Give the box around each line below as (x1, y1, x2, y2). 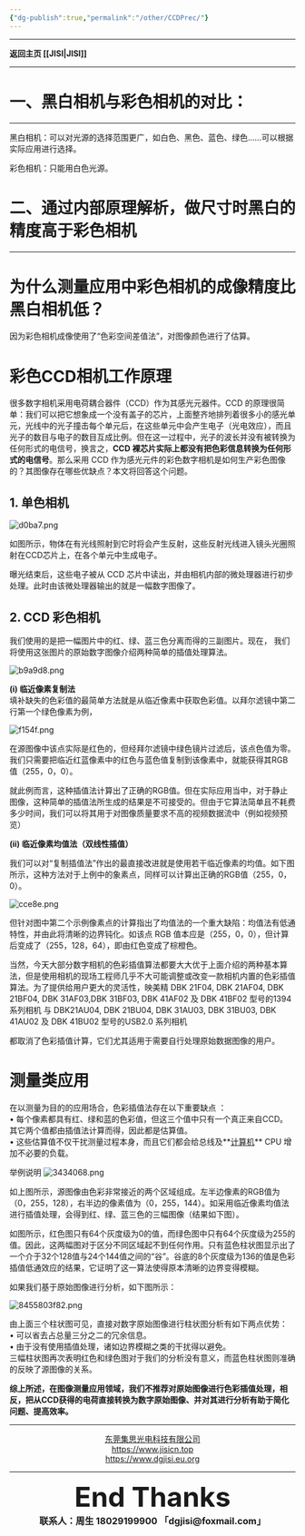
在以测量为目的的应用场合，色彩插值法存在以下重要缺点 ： (9, 1102, 227, 1113)
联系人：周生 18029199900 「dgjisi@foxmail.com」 (39, 1514, 266, 1527)
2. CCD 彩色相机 (9, 609, 101, 625)
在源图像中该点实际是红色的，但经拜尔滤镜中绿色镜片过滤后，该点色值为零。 (9, 743, 296, 753)
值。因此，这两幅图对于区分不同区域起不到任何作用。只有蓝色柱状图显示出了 (9, 1239, 296, 1250)
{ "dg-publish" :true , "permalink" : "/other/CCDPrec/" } (9, 13, 209, 23)
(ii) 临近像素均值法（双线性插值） (9, 839, 133, 849)
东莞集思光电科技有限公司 (104, 1433, 201, 1444)
